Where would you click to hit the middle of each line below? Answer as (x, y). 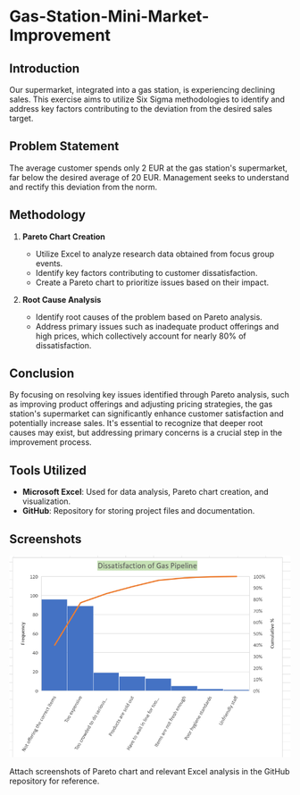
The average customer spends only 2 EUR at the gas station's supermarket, (149, 168)
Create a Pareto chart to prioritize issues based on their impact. (152, 282)
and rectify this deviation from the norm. (83, 187)
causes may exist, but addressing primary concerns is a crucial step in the (146, 433)
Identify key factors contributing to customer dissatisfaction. (146, 272)
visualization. (46, 501)
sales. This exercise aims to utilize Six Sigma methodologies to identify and (147, 99)
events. (49, 263)
